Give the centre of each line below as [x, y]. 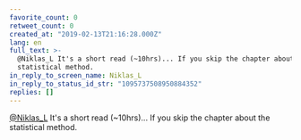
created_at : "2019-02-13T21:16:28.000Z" [86, 34]
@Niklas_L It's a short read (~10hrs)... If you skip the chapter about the [140, 118]
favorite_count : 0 [43, 17]
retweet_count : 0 [42, 26]
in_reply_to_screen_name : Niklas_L [76, 76]
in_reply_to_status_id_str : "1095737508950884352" [106, 84]
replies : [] [31, 92]
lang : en [26, 42]
